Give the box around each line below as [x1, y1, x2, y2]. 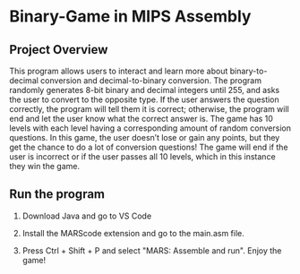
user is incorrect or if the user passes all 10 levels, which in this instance [9, 151, 276, 162]
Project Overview [9, 42, 108, 57]
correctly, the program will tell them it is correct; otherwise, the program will [9, 104, 289, 114]
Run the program [9, 186, 106, 202]
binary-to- [229, 65, 268, 76]
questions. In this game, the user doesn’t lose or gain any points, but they [9, 133, 280, 142]
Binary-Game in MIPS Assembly [9, 6, 252, 27]
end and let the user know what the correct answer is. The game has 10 [9, 114, 273, 124]
